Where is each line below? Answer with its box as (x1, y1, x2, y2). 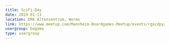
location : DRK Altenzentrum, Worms (5, 17, 80, 22)
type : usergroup (5, 31, 39, 36)
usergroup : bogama (5, 26, 44, 31)
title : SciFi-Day (5, 7, 42, 13)
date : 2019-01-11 (5, 12, 42, 17)
